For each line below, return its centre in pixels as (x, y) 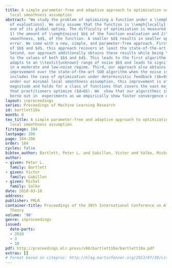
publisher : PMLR (23, 200)
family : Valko (25, 187)
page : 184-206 (20, 139)
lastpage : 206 (20, 134)
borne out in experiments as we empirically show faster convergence (87, 96)
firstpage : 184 (21, 129)
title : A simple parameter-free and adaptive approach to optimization (83, 10)
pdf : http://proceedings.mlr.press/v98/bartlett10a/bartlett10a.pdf (80, 248)
